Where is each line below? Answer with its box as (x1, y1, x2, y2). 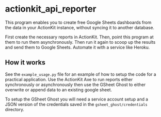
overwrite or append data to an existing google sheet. (5, 86, 113, 93)
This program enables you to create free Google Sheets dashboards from (5, 19, 152, 25)
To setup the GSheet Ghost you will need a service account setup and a (5, 96, 148, 102)
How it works (5, 58, 46, 67)
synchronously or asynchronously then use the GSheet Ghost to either (5, 82, 146, 87)
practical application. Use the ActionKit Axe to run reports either (5, 76, 133, 82)
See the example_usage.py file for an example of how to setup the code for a (5, 71, 157, 77)
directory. (5, 106, 24, 112)
